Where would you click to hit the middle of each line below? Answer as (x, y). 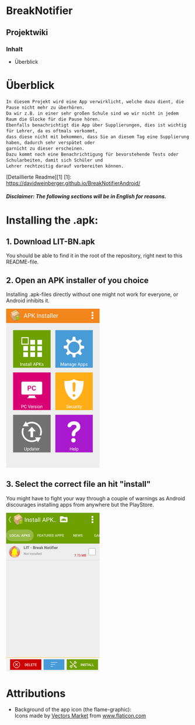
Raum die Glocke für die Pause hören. (53, 119)
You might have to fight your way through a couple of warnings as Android (95, 498)
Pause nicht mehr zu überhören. (45, 107)
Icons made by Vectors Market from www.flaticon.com (80, 716)
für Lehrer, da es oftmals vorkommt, (52, 131)
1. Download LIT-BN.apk (51, 241)
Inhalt (15, 49)
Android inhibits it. (28, 301)
